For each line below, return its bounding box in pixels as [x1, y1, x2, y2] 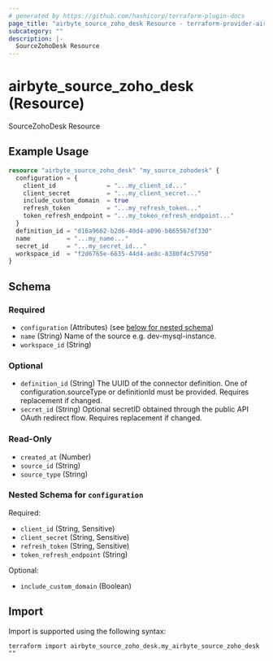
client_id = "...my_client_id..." [23, 181, 187, 189]
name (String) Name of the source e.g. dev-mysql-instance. [19, 331, 217, 341]
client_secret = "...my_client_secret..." [23, 189, 201, 198]
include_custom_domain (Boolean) [19, 581, 132, 590]
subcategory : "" [8, 27, 63, 35]
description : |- [8, 34, 63, 43]
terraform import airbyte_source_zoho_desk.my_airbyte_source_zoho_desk [8, 641, 260, 650]
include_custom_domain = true [23, 197, 129, 205]
